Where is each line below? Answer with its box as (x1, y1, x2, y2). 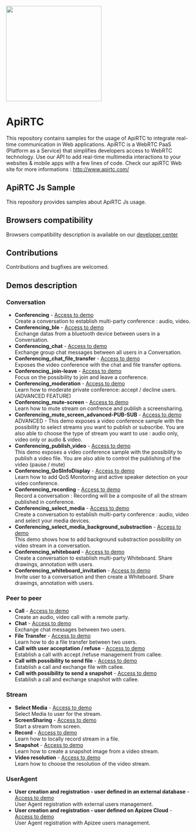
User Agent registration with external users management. (14, 800, 154, 807)
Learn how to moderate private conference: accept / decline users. (14, 386, 177, 393)
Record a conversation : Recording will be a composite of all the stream (14, 492, 187, 499)
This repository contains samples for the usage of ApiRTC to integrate (6, 134, 175, 141)
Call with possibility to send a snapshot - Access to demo (14, 669, 157, 677)
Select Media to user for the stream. (14, 710, 102, 717)
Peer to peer (6, 594, 42, 602)
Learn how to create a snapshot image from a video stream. (14, 748, 160, 755)
